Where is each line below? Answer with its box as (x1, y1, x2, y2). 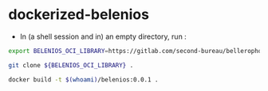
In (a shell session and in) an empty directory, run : (19, 32, 187, 41)
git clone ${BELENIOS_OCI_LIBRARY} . (8, 61, 134, 69)
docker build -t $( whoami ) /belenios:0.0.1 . (8, 75, 159, 84)
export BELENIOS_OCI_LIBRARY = (8, 47, 109, 55)
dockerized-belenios (8, 6, 150, 24)
